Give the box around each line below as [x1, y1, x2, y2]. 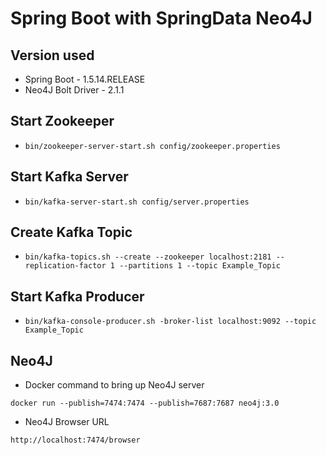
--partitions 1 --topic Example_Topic [119, 261, 281, 271]
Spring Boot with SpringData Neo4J [10, 7, 313, 30]
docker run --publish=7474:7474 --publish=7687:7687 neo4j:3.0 [10, 398, 280, 409]
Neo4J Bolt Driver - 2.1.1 [24, 84, 125, 96]
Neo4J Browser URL [24, 416, 110, 428]
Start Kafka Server [10, 168, 129, 186]
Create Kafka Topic [10, 224, 133, 241]
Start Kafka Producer [10, 288, 145, 305]
